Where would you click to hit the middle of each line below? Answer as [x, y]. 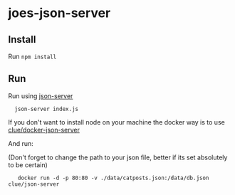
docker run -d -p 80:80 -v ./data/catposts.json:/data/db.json [113, 178]
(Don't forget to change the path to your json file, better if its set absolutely [118, 157]
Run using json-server [41, 96]
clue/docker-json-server [44, 130]
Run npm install [32, 56]
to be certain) [28, 164]
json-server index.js [47, 109]
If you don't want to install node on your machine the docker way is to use [116, 122]
